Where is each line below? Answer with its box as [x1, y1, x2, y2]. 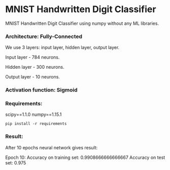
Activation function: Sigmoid [5, 87, 78, 94]
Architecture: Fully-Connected [5, 33, 83, 40]
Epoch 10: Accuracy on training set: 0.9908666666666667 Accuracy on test [5, 154, 165, 160]
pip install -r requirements [5, 121, 67, 126]
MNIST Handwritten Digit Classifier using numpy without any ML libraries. [5, 20, 159, 26]
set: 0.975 [5, 159, 26, 165]
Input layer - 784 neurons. [5, 54, 60, 60]
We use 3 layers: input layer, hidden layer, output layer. [5, 45, 120, 51]
